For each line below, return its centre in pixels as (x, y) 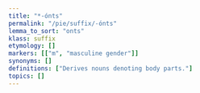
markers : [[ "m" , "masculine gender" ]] (73, 53)
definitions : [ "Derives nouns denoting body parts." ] (101, 69)
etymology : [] (32, 46)
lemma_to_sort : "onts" (46, 31)
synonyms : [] (30, 61)
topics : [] (27, 76)
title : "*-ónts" (35, 16)
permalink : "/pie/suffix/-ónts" (62, 23)
